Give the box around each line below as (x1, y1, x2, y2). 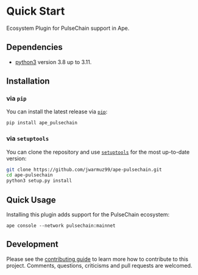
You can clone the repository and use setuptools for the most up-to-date (6, 148, 190, 155)
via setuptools (6, 134, 49, 143)
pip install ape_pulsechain (6, 120, 78, 126)
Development (6, 239, 59, 249)
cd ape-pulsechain (6, 172, 53, 178)
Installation (6, 76, 50, 87)
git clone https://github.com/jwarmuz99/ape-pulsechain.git (6, 166, 163, 173)
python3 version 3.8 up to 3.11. (15, 58, 92, 65)
